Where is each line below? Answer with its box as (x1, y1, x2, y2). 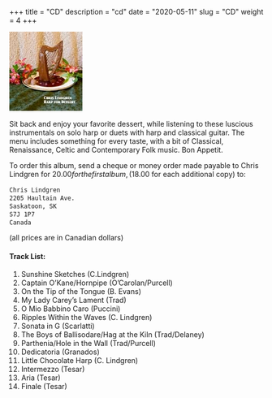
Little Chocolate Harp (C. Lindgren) (20, 356, 139, 366)
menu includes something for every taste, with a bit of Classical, (9, 136, 224, 145)
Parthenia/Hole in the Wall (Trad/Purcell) (20, 339, 157, 348)
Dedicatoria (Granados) (20, 347, 100, 357)
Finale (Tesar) (20, 382, 67, 392)
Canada (9, 218, 32, 227)
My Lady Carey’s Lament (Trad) (20, 296, 127, 305)
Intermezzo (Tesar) (20, 365, 85, 374)
